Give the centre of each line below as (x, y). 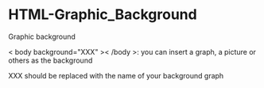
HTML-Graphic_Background (103, 15)
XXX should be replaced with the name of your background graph (116, 75)
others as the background (50, 60)
